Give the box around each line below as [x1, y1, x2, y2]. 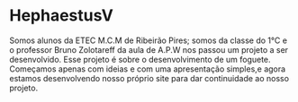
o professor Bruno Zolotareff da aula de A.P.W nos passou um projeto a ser [9, 44, 289, 55]
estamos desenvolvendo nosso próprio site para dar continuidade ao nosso [9, 72, 290, 83]
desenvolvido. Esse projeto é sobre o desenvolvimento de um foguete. [9, 54, 272, 64]
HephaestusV [9, 5, 114, 26]
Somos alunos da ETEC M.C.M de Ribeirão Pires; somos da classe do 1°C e [9, 35, 288, 46]
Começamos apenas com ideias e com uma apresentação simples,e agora [9, 64, 286, 74]
